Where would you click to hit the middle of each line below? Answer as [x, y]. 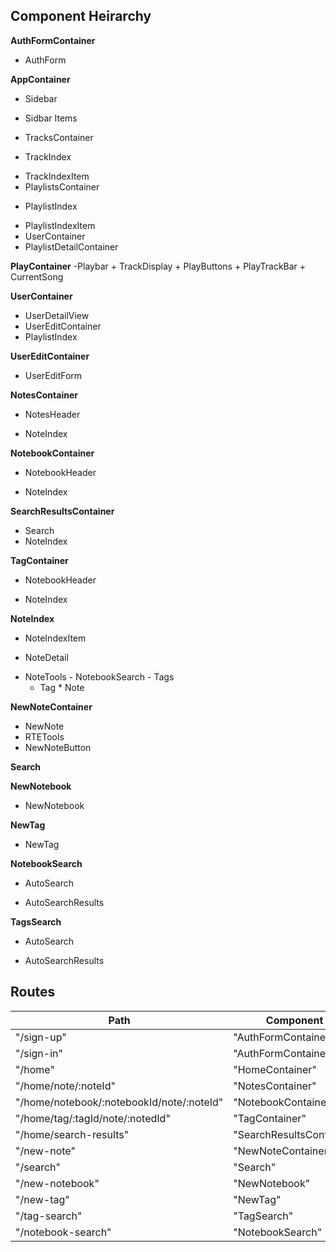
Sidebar [41, 98]
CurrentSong [37, 276]
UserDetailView [57, 315]
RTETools [44, 736]
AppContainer [40, 79]
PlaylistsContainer [62, 186]
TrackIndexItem [57, 176]
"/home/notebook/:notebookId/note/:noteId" [119, 1102]
